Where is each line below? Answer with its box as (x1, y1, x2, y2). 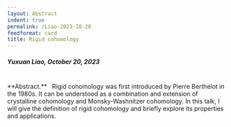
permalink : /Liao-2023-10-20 (7, 23, 92, 30)
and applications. (7, 112, 57, 120)
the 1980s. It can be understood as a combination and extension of (7, 90, 198, 98)
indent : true (7, 17, 45, 24)
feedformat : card (7, 29, 58, 37)
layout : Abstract (7, 10, 58, 17)
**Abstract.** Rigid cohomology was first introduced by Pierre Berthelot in (7, 83, 225, 91)
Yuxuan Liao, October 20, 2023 (7, 57, 101, 66)
